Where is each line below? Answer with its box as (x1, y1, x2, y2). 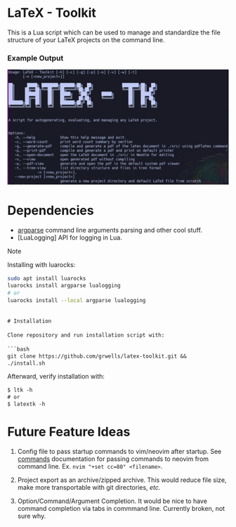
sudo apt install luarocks (7, 275, 86, 282)
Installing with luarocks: (7, 260, 76, 268)
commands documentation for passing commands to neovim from (17, 455, 209, 463)
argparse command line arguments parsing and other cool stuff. (17, 226, 202, 234)
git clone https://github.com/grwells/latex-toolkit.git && (7, 353, 188, 360)
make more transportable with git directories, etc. (17, 483, 161, 491)
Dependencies (7, 202, 94, 219)
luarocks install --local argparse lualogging (7, 297, 146, 304)
